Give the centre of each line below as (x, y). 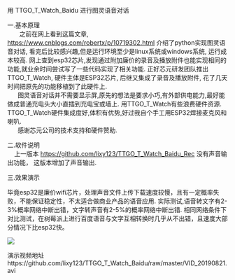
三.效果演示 (24, 177)
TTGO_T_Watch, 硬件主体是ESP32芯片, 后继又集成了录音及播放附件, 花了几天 (117, 78)
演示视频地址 (26, 255)
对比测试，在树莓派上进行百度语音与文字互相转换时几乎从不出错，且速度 (111, 218)
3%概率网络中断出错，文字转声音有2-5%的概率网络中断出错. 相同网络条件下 (117, 210)
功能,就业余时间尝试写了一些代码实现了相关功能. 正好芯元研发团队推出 (108, 69)
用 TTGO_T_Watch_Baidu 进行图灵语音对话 (68, 10)
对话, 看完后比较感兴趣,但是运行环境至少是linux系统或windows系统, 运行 (117, 51)
